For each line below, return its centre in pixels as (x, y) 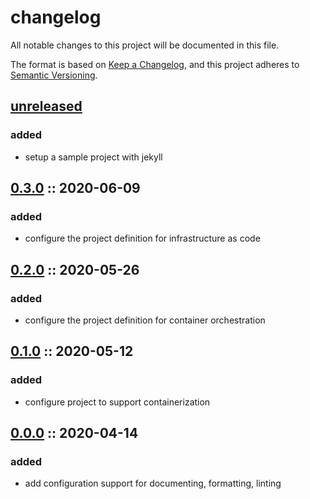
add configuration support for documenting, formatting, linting (153, 483)
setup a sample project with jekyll (93, 157)
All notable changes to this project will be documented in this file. (145, 45)
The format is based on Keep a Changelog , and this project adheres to (155, 64)
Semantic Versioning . (54, 75)
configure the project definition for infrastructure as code (142, 238)
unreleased (46, 106)
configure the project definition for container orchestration (145, 320)
